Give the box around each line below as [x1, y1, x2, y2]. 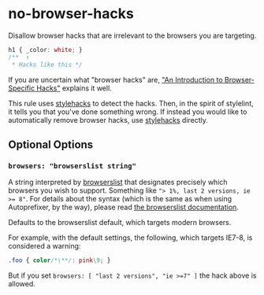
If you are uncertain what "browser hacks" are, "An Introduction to [8, 75, 223, 84]
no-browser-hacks [8, 5, 134, 23]
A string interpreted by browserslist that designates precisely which [8, 178, 228, 187]
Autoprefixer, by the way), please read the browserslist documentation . [8, 202, 239, 212]
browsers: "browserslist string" [8, 161, 136, 170]
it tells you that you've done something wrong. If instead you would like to [8, 107, 247, 116]
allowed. [8, 279, 35, 289]
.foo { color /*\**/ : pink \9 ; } [8, 256, 111, 264]
